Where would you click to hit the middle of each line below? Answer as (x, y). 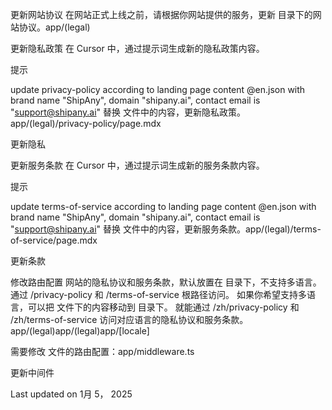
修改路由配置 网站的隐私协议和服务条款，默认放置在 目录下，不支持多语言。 (166, 282)
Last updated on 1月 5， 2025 (71, 394)
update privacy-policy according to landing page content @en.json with (158, 89)
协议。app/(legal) (54, 27)
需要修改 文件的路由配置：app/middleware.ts (102, 351)
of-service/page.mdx (54, 240)
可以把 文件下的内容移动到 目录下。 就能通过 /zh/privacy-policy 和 (163, 307)
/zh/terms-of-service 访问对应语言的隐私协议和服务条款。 (129, 319)
